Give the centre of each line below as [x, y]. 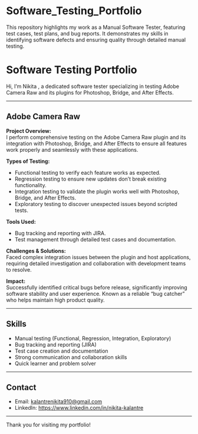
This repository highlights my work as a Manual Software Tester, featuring [96, 27]
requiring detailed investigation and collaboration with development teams [96, 263]
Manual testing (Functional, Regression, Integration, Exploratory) [93, 338]
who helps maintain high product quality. [55, 300]
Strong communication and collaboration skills [71, 357]
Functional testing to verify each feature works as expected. [88, 172]
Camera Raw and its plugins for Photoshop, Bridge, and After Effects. [90, 92]
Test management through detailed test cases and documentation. [95, 239]
